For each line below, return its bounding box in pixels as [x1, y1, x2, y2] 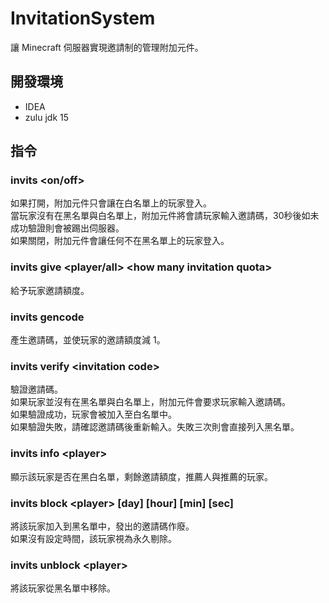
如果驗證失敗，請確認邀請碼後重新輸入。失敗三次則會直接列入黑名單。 [10, 421, 300, 433]
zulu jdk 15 [24, 111, 69, 123]
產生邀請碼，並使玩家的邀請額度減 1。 [10, 334, 166, 346]
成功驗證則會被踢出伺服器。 [10, 222, 125, 234]
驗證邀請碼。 [10, 383, 63, 396]
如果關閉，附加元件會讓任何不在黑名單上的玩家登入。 [10, 235, 230, 247]
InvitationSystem [10, 7, 156, 30]
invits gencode [10, 310, 85, 324]
